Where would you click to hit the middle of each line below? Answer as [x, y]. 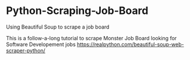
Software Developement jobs [41, 44]
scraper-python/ [26, 50]
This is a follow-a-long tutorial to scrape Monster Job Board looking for [92, 38]
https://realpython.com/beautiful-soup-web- [130, 44]
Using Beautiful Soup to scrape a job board [58, 27]
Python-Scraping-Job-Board [77, 11]
